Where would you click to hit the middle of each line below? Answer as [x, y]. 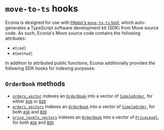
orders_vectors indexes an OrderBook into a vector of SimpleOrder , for [84, 106]
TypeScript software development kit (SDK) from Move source [94, 27]
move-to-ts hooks [42, 9]
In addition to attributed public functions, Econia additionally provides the [80, 63]
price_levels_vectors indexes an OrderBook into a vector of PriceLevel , [86, 117]
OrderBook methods [35, 84]
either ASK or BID [29, 101]
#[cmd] [19, 48]
